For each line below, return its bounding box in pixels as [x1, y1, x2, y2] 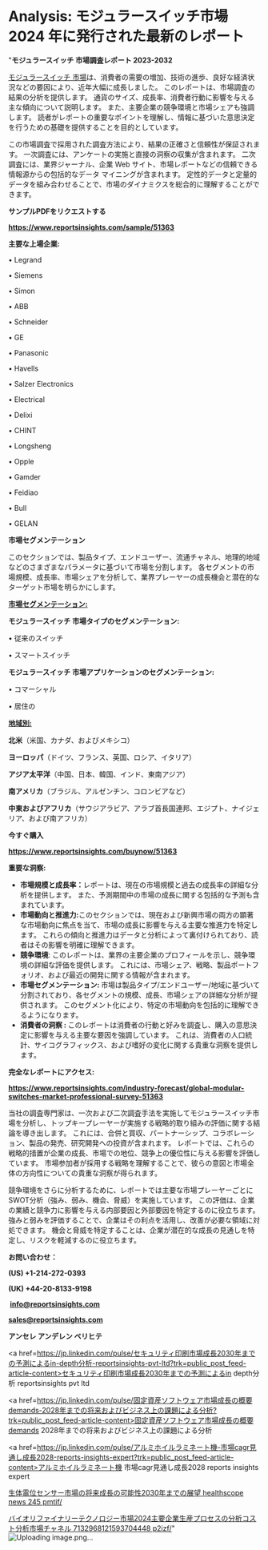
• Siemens [8, 270, 43, 280]
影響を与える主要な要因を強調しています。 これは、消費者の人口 [34, 1030, 246, 1039]
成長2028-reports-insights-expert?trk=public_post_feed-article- [22, 1452, 234, 1462]
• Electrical [8, 394, 46, 404]
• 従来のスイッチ [8, 633, 64, 643]
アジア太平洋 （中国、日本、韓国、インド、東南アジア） [8, 769, 190, 779]
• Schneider [8, 317, 48, 327]
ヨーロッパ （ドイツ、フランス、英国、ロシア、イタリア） [8, 752, 196, 761]
